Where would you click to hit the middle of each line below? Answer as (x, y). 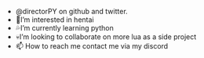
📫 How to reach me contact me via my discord (92, 46)
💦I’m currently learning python (64, 28)
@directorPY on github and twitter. (71, 11)
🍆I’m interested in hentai (55, 20)
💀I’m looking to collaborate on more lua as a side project (106, 37)
